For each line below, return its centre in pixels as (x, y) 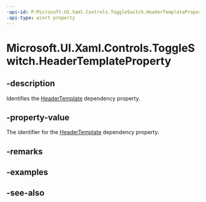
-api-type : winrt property (41, 18)
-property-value (38, 117)
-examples (27, 172)
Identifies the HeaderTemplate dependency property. (73, 98)
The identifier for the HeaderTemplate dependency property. (83, 132)
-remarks (25, 151)
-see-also (25, 193)
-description (31, 84)
